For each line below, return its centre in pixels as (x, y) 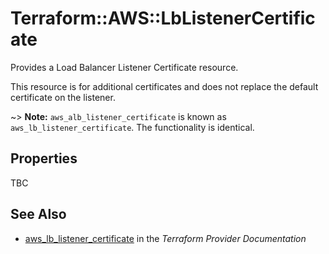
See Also (38, 214)
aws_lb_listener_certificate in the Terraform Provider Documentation (165, 238)
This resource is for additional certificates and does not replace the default (164, 86)
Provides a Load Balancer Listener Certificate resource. (124, 67)
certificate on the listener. (63, 97)
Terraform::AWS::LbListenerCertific (163, 18)
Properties (44, 158)
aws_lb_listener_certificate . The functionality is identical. (132, 127)
